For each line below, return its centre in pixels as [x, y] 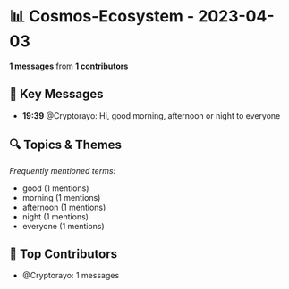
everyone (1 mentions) [63, 226]
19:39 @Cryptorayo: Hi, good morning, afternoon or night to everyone [151, 115]
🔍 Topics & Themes [66, 145]
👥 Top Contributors [64, 254]
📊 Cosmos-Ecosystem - [102, 17]
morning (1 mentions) [61, 197]
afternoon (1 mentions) [64, 207]
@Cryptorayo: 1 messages [71, 276]
